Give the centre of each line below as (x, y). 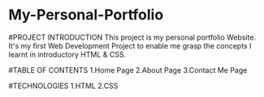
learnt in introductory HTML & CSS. (67, 54)
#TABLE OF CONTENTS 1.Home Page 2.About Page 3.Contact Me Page (128, 70)
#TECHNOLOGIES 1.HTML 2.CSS (63, 86)
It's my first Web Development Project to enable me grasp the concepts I (130, 45)
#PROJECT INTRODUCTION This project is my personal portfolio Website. (132, 37)
